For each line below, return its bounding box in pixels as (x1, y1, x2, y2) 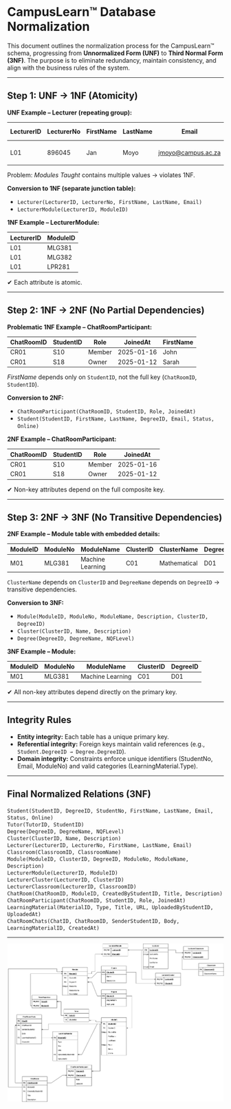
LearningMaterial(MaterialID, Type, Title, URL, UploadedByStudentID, (7, 904, 214, 910)
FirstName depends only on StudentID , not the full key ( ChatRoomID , (7, 373, 197, 381)
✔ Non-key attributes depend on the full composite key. (7, 485, 165, 494)
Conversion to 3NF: (7, 598, 64, 607)
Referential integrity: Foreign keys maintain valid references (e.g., (16, 740, 205, 748)
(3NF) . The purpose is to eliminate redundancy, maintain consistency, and (7, 56, 217, 64)
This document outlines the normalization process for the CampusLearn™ (7, 41, 214, 50)
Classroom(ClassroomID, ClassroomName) (7, 848, 122, 855)
